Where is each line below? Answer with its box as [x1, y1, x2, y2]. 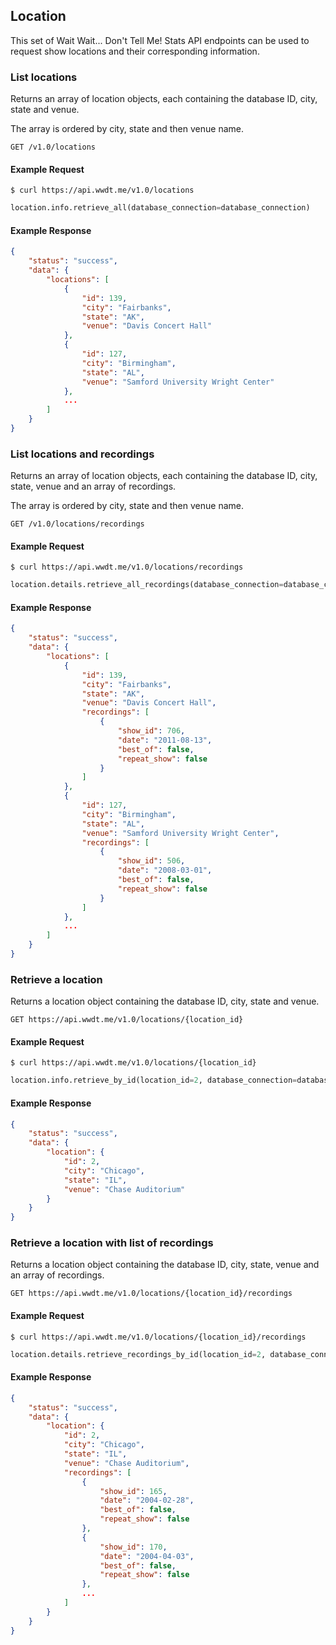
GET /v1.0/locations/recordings [10, 519, 145, 529]
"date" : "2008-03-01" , [117, 865, 213, 876]
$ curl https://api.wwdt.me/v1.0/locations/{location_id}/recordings [10, 1332, 307, 1342]
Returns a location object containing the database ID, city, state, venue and [10, 1259, 320, 1271]
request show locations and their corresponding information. [10, 45, 260, 57]
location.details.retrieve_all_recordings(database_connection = [10, 580, 284, 590]
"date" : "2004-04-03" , [99, 1551, 195, 1561]
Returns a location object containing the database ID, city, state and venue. [10, 995, 320, 1008]
